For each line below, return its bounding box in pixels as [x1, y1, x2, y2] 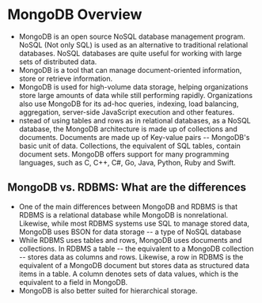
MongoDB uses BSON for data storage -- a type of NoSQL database [18, 227, 242, 237]
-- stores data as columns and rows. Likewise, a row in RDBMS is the [18, 252, 244, 262]
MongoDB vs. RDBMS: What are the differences [7, 180, 247, 195]
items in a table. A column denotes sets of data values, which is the [18, 269, 239, 278]
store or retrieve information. [18, 74, 113, 83]
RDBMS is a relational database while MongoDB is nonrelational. [18, 210, 229, 219]
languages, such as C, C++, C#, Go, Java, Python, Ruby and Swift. [18, 157, 236, 167]
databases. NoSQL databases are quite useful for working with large [18, 48, 242, 58]
